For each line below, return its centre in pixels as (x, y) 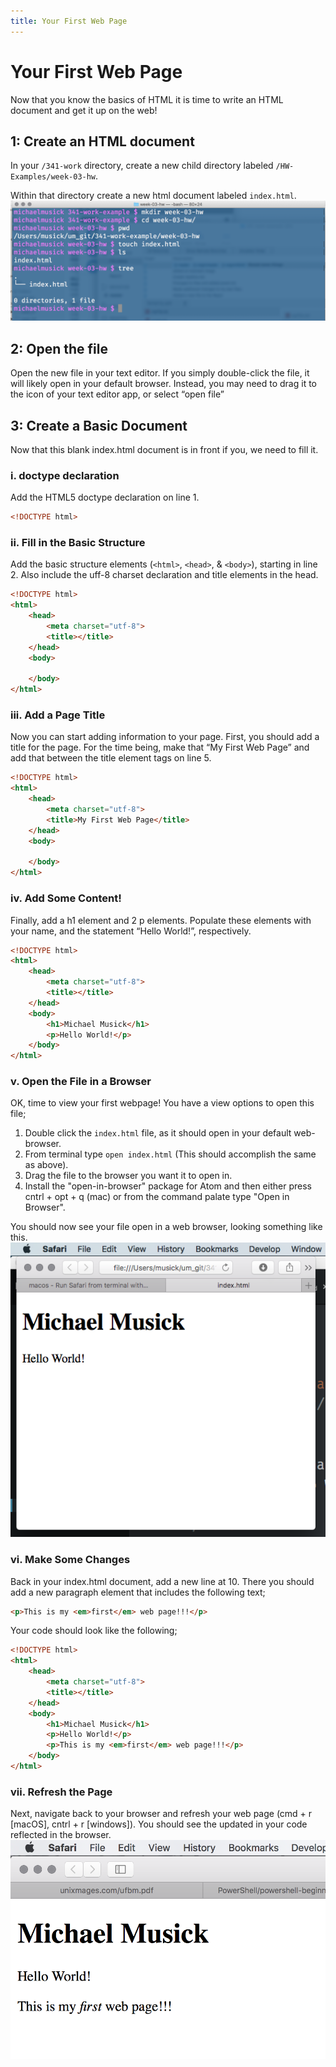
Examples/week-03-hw (53, 177)
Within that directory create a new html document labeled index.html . (153, 196)
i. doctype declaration (65, 475)
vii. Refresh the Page (61, 1792)
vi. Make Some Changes (70, 1560)
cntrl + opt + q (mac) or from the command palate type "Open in (157, 1197)
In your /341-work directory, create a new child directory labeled (142, 166)
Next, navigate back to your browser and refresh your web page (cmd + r (161, 1814)
